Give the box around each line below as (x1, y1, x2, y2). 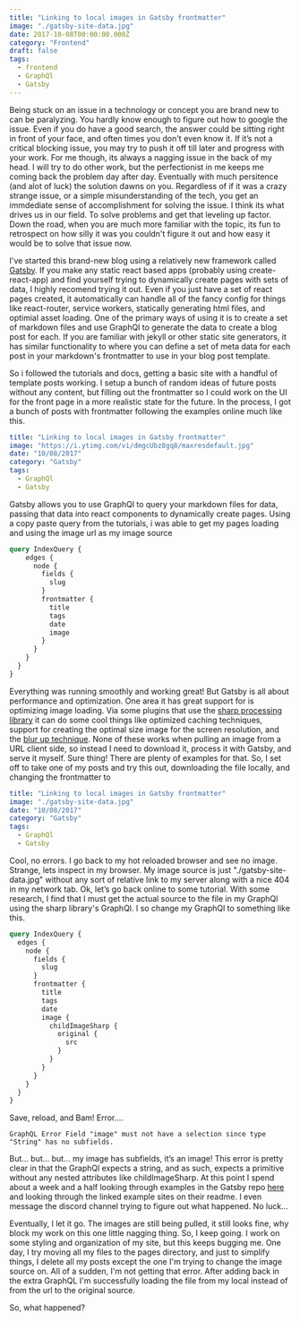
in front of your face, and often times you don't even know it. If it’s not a (9, 133, 273, 143)
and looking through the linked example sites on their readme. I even (9, 1191, 262, 1202)
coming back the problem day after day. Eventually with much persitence (9, 171, 279, 182)
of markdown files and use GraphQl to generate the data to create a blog (9, 322, 278, 333)
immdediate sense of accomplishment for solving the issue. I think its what (9, 199, 285, 211)
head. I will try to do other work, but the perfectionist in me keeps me (9, 161, 264, 172)
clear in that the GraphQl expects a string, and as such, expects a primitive (9, 1162, 285, 1174)
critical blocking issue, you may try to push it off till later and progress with (9, 143, 285, 153)
